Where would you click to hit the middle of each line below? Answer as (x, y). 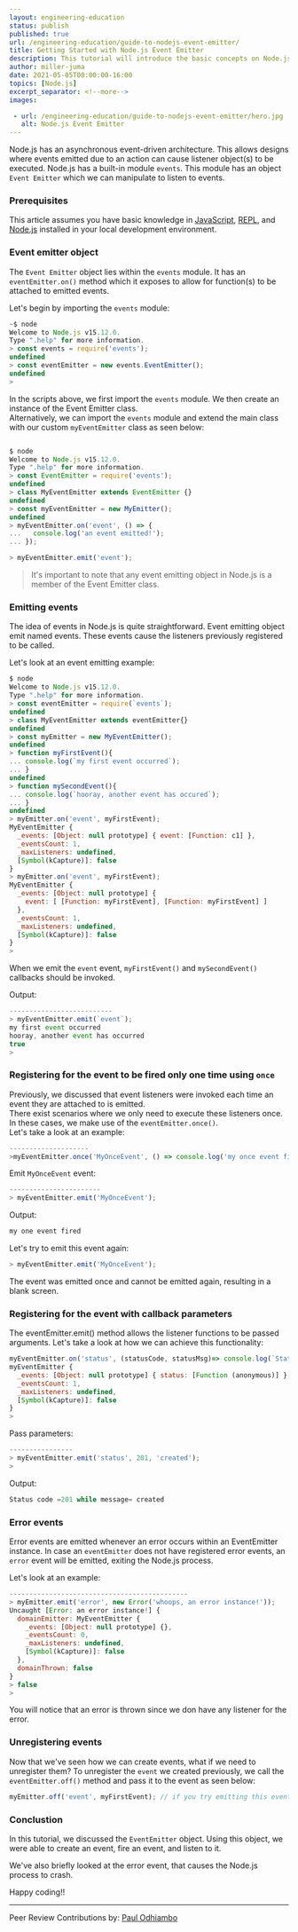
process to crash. (41, 1874)
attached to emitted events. (59, 290)
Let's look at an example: (55, 1578)
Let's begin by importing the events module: (90, 308)
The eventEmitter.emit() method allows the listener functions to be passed (144, 1333)
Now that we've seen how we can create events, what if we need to (133, 1762)
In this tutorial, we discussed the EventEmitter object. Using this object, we (146, 1839)
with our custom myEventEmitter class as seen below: (107, 427)
